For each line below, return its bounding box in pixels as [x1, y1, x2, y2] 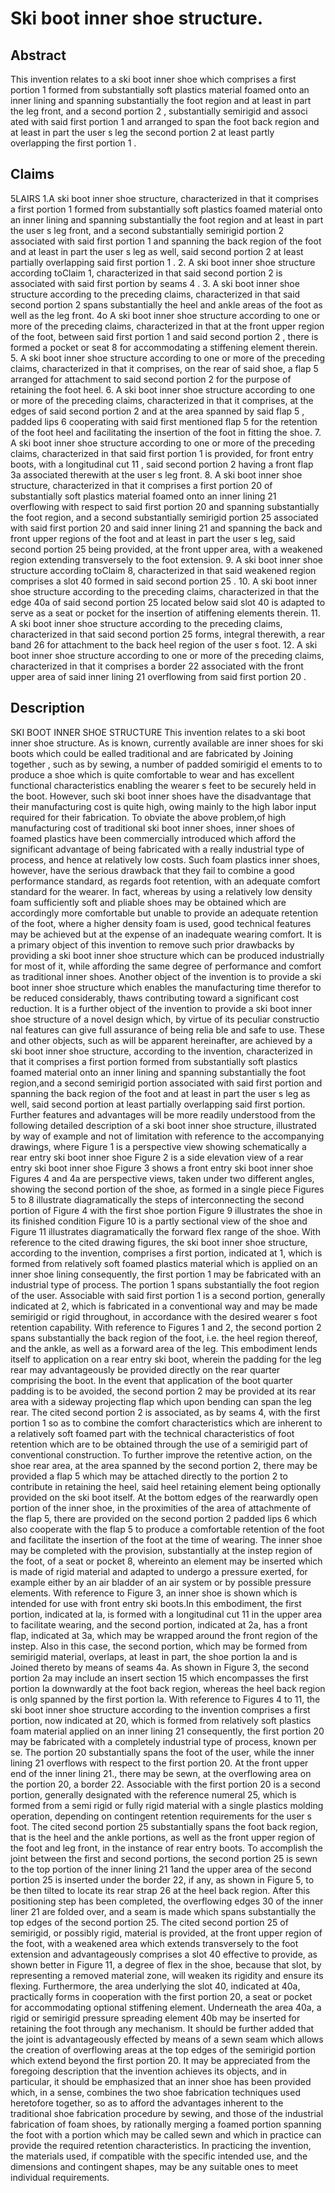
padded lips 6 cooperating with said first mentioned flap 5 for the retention [10, 415, 318, 427]
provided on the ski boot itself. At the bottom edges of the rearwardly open [10, 1491, 319, 1503]
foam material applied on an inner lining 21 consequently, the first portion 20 [10, 1725, 325, 1737]
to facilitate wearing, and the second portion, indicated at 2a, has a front [10, 1618, 308, 1631]
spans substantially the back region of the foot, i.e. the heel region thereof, [10, 1332, 318, 1344]
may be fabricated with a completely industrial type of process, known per [10, 1735, 317, 1747]
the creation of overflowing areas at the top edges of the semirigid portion [10, 2043, 316, 2056]
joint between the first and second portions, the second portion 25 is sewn [10, 1852, 318, 1864]
